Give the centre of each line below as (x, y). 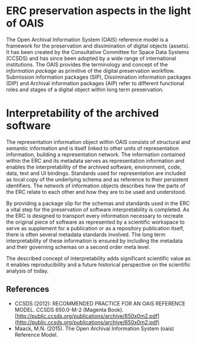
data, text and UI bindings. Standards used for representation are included (96, 173)
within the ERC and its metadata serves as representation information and (95, 160)
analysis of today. (27, 271)
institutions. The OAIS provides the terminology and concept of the (87, 64)
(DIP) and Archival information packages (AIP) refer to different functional (95, 83)
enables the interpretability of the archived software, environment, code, (94, 167)
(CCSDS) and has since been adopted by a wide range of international (91, 58)
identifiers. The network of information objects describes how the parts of (96, 186)
